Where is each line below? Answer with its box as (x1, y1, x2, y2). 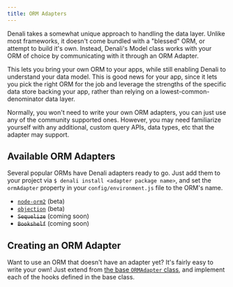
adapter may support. (7, 130, 70, 139)
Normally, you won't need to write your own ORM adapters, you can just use (7, 108, 227, 116)
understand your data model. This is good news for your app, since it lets (7, 72, 218, 81)
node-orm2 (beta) (17, 197, 65, 205)
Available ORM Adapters (7, 150, 116, 162)
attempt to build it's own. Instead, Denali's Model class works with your (7, 44, 212, 52)
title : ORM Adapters (7, 10, 68, 17)
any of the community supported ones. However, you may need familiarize (7, 116, 222, 124)
